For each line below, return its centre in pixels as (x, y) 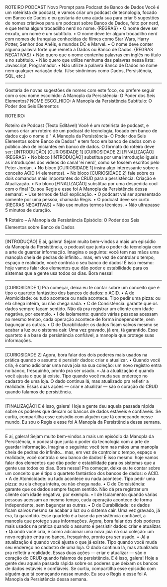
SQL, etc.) (15, 76)
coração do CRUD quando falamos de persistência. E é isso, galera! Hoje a (82, 558)
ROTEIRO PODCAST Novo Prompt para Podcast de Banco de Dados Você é (82, 7)
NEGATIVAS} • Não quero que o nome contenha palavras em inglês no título (83, 55)
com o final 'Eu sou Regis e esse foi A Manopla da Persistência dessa (76, 189)
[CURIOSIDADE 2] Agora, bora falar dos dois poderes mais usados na (76, 355)
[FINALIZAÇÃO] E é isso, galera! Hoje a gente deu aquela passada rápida (80, 406)
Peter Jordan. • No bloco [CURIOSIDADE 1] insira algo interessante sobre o (82, 168)
